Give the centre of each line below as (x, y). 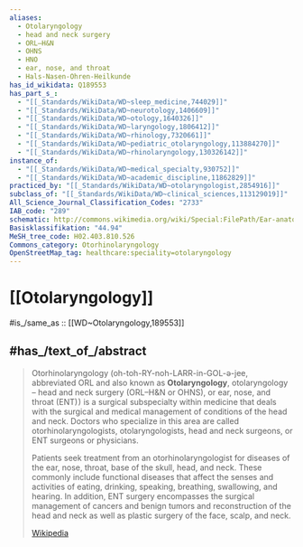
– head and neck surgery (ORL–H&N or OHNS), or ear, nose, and (151, 392)
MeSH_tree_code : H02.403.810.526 (72, 236)
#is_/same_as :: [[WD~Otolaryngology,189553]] (97, 323)
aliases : (26, 18)
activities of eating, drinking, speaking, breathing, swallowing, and (154, 486)
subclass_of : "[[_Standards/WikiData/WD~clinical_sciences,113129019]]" (149, 194)
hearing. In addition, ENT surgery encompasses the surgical (143, 496)
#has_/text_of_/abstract (78, 351)
